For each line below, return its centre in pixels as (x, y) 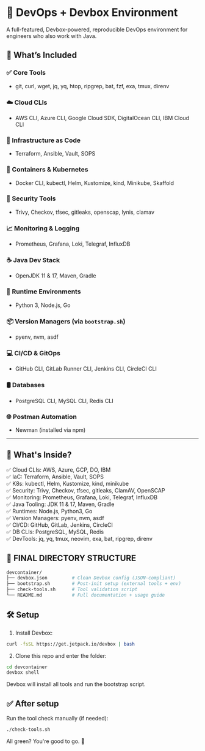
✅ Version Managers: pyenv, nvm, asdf (56, 518)
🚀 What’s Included (42, 55)
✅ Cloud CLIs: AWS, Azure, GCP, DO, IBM (59, 470)
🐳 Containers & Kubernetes (47, 170)
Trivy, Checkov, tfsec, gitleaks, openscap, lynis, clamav (85, 212)
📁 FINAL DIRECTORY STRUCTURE (71, 558)
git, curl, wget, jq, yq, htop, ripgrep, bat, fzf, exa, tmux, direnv (92, 86)
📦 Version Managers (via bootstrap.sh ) (66, 321)
